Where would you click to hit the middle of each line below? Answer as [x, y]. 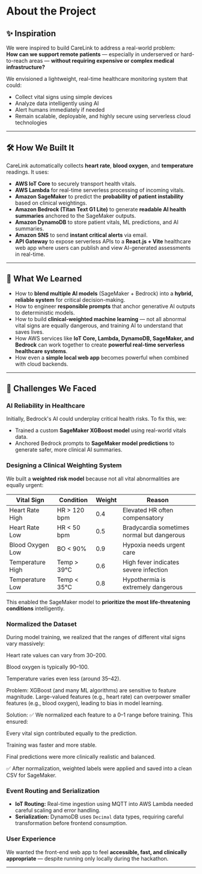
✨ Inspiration [31, 33]
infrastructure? [26, 67]
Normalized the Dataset [41, 624]
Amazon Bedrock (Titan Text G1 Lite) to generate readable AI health [100, 209]
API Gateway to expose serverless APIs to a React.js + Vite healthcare [103, 241]
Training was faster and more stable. [52, 745]
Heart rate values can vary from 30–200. [57, 655]
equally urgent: [25, 485]
